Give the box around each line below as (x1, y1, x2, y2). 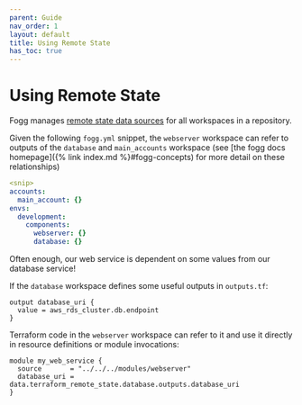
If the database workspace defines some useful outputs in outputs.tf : (9, 281, 269, 292)
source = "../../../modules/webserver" (17, 364, 192, 373)
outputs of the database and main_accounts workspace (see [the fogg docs (9, 142, 286, 153)
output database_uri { (9, 298, 95, 307)
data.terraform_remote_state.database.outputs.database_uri (9, 380, 241, 390)
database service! (9, 263, 77, 274)
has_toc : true (9, 47, 63, 56)
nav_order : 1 (9, 22, 59, 31)
